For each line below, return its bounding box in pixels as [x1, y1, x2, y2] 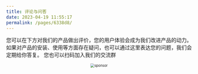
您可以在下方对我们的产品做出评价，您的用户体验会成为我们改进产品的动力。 [6, 37, 192, 44]
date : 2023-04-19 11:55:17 [6, 14, 72, 20]
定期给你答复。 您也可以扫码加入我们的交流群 [6, 52, 116, 59]
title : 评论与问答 [6, 8, 47, 15]
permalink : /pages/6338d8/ [6, 20, 72, 25]
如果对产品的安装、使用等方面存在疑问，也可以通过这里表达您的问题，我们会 [6, 44, 192, 51]
